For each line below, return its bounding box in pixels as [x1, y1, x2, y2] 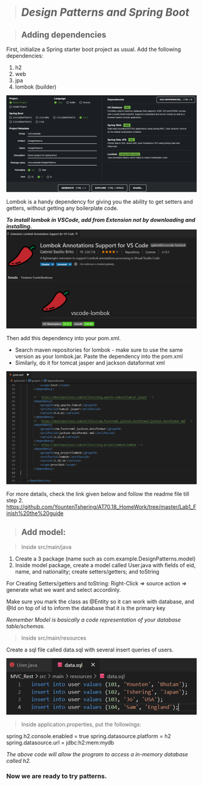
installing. [6, 223, 32, 230]
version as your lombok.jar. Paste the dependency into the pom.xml [14, 353, 183, 360]
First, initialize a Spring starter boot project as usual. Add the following [6, 45, 181, 53]
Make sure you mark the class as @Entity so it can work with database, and [6, 597, 195, 605]
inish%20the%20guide [6, 509, 64, 517]
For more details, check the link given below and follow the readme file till [6, 491, 189, 498]
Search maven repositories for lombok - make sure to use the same [14, 346, 183, 354]
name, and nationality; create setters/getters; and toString [14, 568, 159, 575]
